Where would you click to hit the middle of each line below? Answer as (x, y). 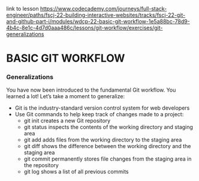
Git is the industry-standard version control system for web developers (102, 108)
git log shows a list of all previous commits (76, 172)
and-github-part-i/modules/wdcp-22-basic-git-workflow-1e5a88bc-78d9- (98, 21)
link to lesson (22, 9)
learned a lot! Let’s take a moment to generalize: (65, 96)
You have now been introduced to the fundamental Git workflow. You (91, 90)
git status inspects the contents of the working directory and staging (108, 127)
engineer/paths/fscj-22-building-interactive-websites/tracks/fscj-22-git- (96, 15)
